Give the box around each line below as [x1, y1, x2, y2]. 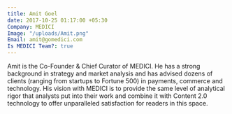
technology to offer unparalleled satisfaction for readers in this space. [7, 99, 208, 107]
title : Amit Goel [7, 10, 58, 17]
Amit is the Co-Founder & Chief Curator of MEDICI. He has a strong [7, 62, 201, 70]
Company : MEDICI [7, 23, 55, 30]
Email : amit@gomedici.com [7, 36, 82, 43]
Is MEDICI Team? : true [7, 43, 73, 50]
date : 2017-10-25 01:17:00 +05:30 [7, 17, 108, 24]
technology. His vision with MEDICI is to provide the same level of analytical [7, 85, 225, 92]
